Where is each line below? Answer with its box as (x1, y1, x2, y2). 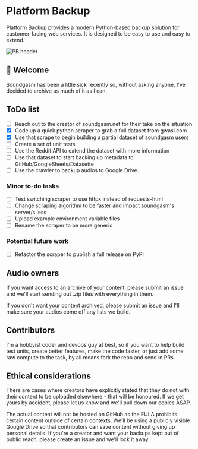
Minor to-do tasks (6, 182, 59, 190)
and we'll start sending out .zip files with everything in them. (6, 290, 154, 298)
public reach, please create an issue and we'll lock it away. (6, 436, 150, 443)
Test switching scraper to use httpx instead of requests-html (14, 195, 164, 203)
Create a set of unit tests (14, 140, 76, 147)
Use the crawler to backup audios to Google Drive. (14, 166, 139, 173)
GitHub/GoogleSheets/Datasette (14, 160, 94, 167)
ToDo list (6, 105, 40, 115)
